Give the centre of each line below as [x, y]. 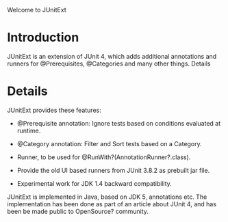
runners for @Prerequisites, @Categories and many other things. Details [109, 64]
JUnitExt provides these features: [54, 110]
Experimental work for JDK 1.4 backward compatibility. [94, 183]
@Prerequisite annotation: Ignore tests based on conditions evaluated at [119, 123]
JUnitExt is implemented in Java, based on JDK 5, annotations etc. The [107, 197]
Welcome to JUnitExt [37, 10]
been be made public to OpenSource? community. [78, 211]
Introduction [43, 38]
